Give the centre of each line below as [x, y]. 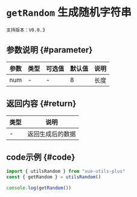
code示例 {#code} [41, 157]
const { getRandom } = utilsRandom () [54, 177]
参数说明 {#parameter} [49, 50]
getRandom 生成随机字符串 [69, 12]
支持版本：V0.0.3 [26, 30]
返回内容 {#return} [41, 104]
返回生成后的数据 [52, 134]
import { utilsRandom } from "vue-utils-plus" [66, 172]
